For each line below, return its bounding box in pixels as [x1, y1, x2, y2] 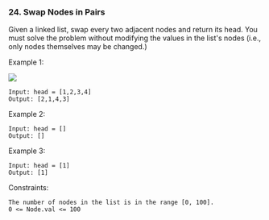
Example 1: [8, 57, 44, 67]
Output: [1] [8, 168, 48, 177]
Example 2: [8, 110, 46, 119]
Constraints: [8, 183, 49, 193]
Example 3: [8, 146, 46, 156]
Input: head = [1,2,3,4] [8, 88, 92, 97]
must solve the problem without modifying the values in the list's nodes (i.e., [8, 33, 262, 43]
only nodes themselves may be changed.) [8, 42, 147, 52]
